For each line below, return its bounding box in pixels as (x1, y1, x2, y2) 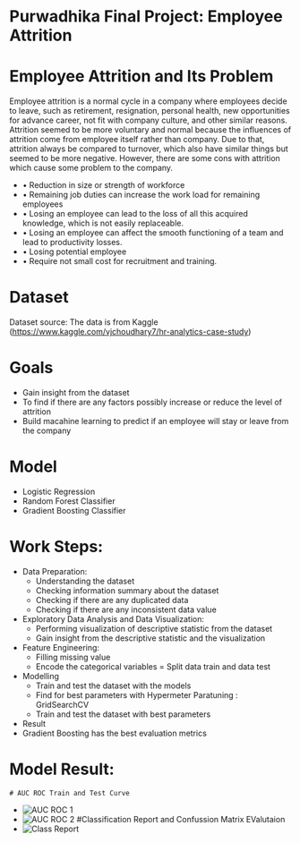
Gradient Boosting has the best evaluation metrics (21, 728, 208, 738)
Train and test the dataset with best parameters (35, 709, 211, 720)
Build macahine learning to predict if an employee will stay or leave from (21, 416, 289, 426)
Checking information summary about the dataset (35, 584, 219, 596)
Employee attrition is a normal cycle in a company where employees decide (9, 96, 288, 106)
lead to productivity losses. (21, 237, 123, 248)
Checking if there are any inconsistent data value (35, 604, 217, 615)
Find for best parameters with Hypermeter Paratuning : (35, 689, 239, 700)
